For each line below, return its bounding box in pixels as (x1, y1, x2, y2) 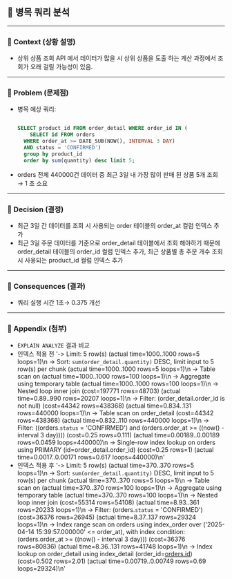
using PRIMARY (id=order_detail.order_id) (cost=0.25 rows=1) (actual (17, 445, 214, 454)
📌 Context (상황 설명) (7, 37, 76, 46)
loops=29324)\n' (17, 564, 66, 572)
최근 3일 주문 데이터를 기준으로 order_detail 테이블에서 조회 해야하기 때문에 (17, 238, 221, 247)
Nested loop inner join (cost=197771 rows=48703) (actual (17, 386, 181, 395)
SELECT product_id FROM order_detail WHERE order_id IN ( (17, 125, 188, 132)
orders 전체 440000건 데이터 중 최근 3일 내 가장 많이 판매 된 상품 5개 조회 (17, 170, 219, 178)
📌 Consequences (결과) (7, 281, 86, 291)
